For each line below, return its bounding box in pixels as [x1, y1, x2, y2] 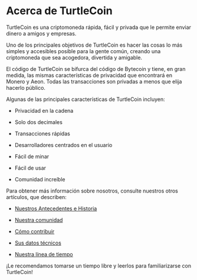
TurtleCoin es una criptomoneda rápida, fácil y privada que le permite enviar [6, 24, 192, 31]
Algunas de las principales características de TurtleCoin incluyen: [6, 96, 165, 103]
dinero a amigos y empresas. [6, 30, 77, 37]
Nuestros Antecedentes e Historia [14, 205, 97, 212]
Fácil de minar [14, 152, 50, 160]
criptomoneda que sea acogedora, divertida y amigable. [6, 54, 143, 61]
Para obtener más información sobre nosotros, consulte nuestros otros [6, 187, 178, 194]
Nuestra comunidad [14, 216, 63, 223]
